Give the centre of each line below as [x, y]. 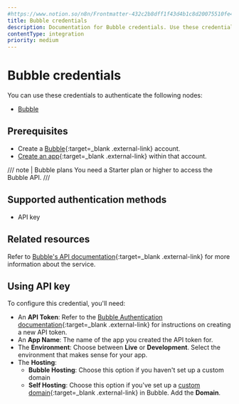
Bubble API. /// [29, 177]
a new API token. [42, 332]
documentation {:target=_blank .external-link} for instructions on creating [124, 325]
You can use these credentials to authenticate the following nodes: [105, 95]
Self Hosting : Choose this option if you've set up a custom [114, 386]
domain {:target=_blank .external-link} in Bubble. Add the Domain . [124, 393]
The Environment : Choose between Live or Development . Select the [119, 347]
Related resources [49, 239]
